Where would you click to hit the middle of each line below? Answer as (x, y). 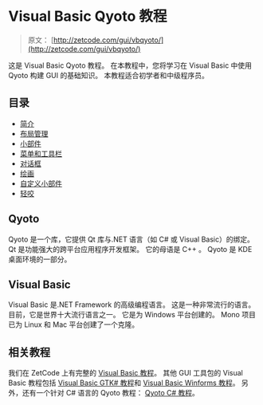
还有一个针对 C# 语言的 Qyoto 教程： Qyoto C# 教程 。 (110, 393)
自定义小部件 (41, 183)
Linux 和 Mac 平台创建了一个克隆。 (81, 324)
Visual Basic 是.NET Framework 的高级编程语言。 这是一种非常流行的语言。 (132, 305)
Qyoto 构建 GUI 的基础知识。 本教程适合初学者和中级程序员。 (108, 75)
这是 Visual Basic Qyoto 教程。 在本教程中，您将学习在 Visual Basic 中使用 (130, 65)
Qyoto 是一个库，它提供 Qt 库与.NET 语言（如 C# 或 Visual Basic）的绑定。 (131, 239)
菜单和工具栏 (41, 153)
